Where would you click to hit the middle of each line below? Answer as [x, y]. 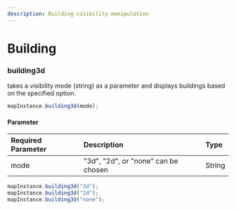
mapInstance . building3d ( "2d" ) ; [53, 193]
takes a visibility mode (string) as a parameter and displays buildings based [116, 86]
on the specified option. [41, 93]
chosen [96, 170]
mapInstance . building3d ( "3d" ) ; [53, 187]
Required [26, 140]
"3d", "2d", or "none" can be [131, 161]
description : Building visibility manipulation [78, 14]
